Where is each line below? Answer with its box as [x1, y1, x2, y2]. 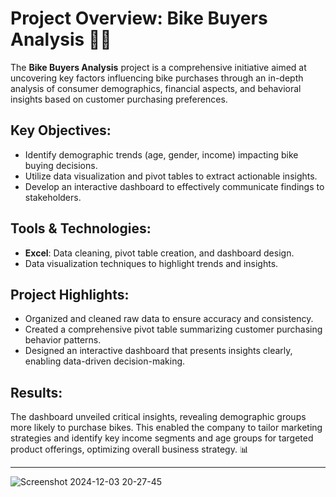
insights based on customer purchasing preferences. [10, 93, 228, 105]
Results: [10, 384, 63, 401]
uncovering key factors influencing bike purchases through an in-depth [10, 72, 304, 84]
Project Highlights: [10, 286, 130, 303]
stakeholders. [24, 191, 82, 203]
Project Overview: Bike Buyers [10, 7, 268, 30]
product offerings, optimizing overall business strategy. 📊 [10, 443, 249, 456]
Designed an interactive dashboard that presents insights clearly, [24, 345, 293, 357]
